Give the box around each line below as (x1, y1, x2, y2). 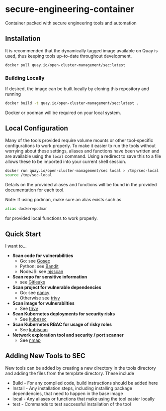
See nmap (19, 337, 41, 343)
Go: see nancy (19, 290, 50, 296)
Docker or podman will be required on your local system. (5, 110, 121, 116)
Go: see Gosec (19, 258, 51, 264)
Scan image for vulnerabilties (12, 300, 75, 306)
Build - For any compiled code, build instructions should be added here (12, 380, 158, 386)
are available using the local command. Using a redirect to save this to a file (5, 153, 162, 159)
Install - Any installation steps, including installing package (12, 385, 133, 391)
